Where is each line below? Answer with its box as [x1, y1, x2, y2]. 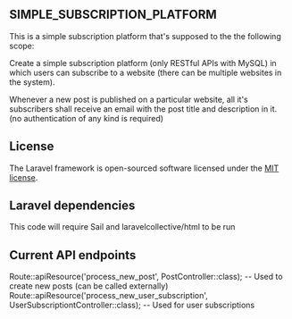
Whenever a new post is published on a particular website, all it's [9, 94, 248, 105]
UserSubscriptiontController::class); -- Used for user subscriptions [9, 299, 255, 311]
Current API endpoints [9, 248, 137, 263]
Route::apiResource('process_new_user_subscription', [9, 290, 208, 301]
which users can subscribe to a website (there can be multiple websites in [9, 67, 282, 78]
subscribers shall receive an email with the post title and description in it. [9, 103, 278, 114]
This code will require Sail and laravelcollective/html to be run [9, 222, 236, 232]
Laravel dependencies [9, 198, 136, 214]
